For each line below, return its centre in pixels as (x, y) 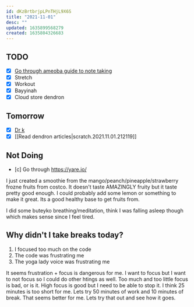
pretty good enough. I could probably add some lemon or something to (91, 193)
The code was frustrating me (49, 255)
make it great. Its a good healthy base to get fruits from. (73, 199)
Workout (25, 84)
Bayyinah (26, 90)
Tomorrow (25, 116)
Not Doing (25, 155)
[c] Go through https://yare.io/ (51, 169)
